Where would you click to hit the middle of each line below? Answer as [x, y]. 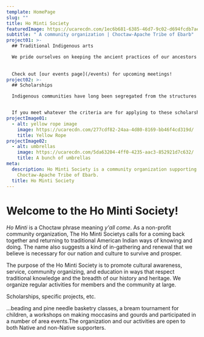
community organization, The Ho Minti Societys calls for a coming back [96, 234]
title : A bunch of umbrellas [54, 158]
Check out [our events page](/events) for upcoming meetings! [92, 74]
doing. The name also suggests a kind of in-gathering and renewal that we [99, 247]
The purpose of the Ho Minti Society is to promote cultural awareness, [94, 265]
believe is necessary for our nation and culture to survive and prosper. [94, 254]
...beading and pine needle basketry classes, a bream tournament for [93, 308]
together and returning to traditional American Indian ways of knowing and [100, 241]
